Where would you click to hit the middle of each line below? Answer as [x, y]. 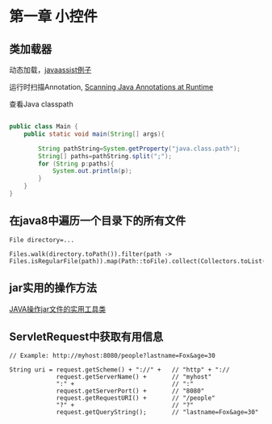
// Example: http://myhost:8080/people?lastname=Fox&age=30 [113, 356]
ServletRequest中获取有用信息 [86, 336]
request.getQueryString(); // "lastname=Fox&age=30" [157, 413]
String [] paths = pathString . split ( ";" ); [105, 156]
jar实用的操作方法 [53, 288]
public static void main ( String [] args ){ [94, 134]
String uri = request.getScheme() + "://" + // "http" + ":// [119, 370]
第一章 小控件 [53, 17]
